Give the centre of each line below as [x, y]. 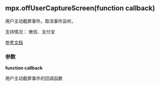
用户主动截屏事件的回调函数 [34, 78]
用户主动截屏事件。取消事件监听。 [41, 21]
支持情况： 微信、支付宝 [30, 32]
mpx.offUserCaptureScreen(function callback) [80, 8]
